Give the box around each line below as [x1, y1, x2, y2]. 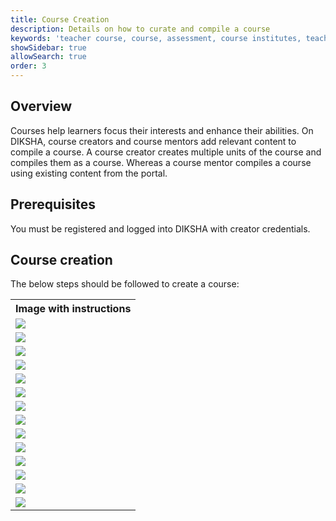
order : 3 [10, 61, 47, 71]
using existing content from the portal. [10, 167, 168, 179]
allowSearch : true [10, 52, 87, 62]
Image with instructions [15, 302, 132, 316]
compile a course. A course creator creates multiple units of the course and [10, 146, 322, 158]
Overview [10, 98, 73, 115]
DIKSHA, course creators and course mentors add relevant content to [10, 135, 297, 147]
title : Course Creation [10, 14, 110, 25]
